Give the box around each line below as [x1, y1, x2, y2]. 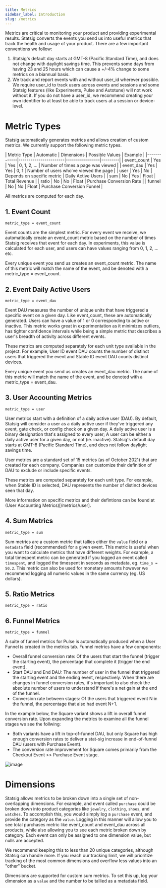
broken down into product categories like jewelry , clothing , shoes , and [5, 806, 150, 812]
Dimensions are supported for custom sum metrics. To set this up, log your [5, 873, 158, 879]
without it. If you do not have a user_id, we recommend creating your [12, 92, 153, 98]
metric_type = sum [5, 530, 43, 535]
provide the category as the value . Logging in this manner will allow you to [5, 816, 157, 822]
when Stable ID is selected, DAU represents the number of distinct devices [5, 482, 158, 488]
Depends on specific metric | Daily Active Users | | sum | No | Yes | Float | [5, 173, 156, 179]
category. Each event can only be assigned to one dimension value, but [5, 832, 151, 838]
